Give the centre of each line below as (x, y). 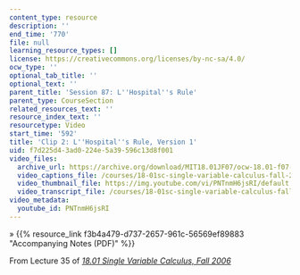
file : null (29, 42)
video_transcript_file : (61, 192)
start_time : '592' (43, 134)
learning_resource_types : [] (63, 51)
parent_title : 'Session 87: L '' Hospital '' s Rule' (104, 92)
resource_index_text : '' (55, 117)
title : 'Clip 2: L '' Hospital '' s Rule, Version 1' (104, 142)
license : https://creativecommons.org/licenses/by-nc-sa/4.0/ (127, 59)
